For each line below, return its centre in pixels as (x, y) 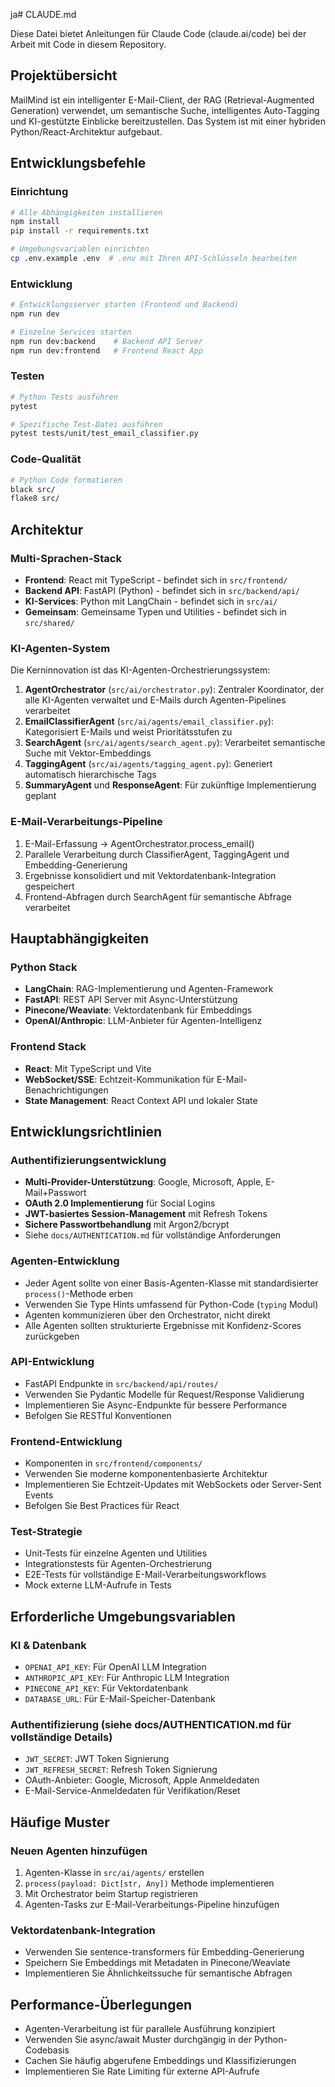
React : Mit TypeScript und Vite (88, 1068)
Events (39, 1495)
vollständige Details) (61, 1737)
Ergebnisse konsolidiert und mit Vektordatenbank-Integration (150, 875)
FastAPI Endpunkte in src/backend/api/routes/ (121, 1383)
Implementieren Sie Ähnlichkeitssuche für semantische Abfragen (158, 1973)
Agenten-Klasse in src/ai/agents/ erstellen (114, 1873)
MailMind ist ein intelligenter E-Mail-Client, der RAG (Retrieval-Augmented (162, 100)
